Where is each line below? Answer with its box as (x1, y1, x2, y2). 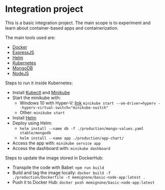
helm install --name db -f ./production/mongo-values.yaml (19, 126, 144, 131)
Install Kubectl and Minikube (12, 89, 70, 95)
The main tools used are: (5, 35, 56, 40)
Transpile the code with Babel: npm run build (12, 164, 105, 170)
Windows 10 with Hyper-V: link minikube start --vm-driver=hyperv (19, 100, 156, 106)
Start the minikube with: (12, 95, 61, 101)
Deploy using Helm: (12, 120, 53, 126)
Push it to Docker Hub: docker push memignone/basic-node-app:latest (12, 179, 155, 185)
